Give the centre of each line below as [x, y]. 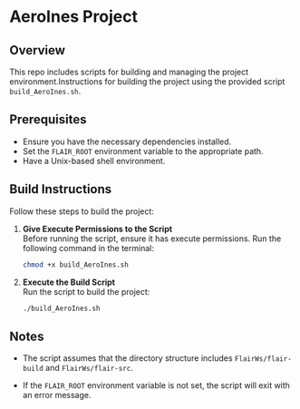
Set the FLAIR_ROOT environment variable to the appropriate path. [143, 151]
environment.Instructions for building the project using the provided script [147, 82]
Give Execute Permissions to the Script [97, 229]
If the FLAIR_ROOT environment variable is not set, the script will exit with [156, 385]
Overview [38, 50]
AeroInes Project [74, 17]
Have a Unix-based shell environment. [94, 161]
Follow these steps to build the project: [82, 211]
